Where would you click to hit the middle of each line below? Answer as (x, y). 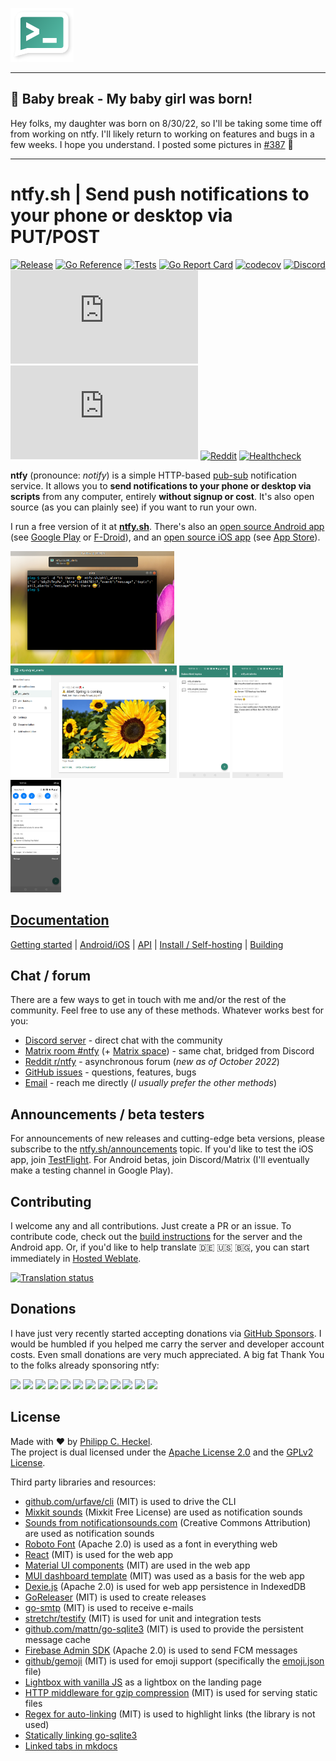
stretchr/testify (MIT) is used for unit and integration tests (143, 1618)
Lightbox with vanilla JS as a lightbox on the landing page (143, 1682)
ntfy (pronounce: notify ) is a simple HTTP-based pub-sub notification (153, 475)
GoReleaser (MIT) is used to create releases (115, 1597)
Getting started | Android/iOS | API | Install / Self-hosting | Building (147, 944)
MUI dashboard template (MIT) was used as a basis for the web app (164, 1575)
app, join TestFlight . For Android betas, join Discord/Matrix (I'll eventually (160, 1160)
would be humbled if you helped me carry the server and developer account (167, 1344)
